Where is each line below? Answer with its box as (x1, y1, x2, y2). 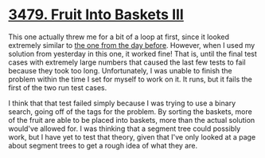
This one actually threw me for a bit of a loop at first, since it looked (8, 32, 229, 41)
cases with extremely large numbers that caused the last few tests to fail (8, 57, 246, 67)
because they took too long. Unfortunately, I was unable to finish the (8, 65, 232, 75)
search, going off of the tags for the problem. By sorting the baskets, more (8, 106, 252, 117)
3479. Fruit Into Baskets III (8, 6, 185, 24)
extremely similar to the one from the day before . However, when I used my (8, 40, 255, 49)
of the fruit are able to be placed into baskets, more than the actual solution (8, 115, 255, 124)
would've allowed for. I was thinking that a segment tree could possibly (8, 124, 241, 133)
